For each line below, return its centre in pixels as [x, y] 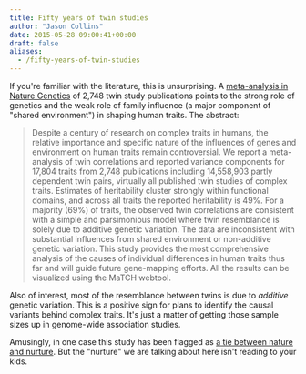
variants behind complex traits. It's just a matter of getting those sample [144, 314]
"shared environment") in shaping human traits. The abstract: [124, 115]
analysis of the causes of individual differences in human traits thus [158, 258]
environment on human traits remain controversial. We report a [149, 152]
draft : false [34, 43]
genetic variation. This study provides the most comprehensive [150, 248]
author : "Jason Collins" [56, 26]
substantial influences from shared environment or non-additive [151, 239]
